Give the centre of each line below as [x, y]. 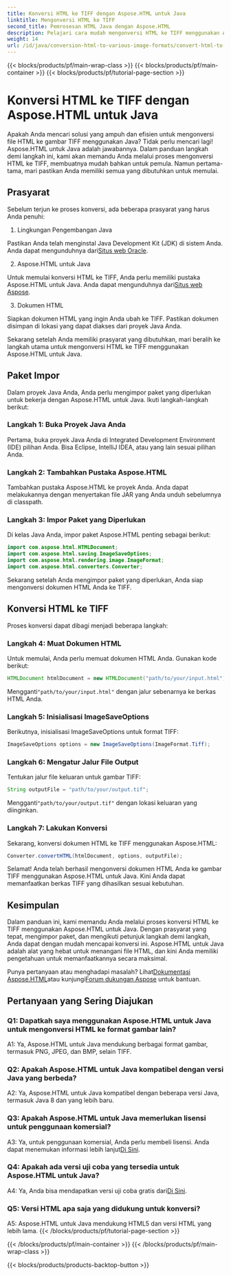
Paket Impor [34, 376]
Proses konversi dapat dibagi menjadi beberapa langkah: [88, 626]
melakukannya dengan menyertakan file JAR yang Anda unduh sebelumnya [114, 495]
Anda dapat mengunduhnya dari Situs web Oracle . [78, 250]
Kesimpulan [33, 905]
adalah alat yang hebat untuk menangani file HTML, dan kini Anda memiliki [113, 951]
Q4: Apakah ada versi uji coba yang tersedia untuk [93, 1167]
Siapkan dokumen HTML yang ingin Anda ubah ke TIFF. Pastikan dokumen [113, 319]
